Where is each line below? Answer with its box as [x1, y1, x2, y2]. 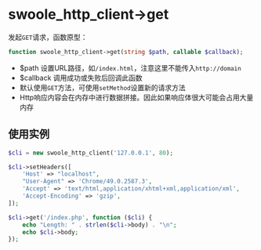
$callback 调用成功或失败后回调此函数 [19, 73, 143, 82]
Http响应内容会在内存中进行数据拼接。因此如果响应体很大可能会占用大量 [19, 92, 254, 102]
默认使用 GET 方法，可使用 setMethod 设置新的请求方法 [19, 82, 186, 92]
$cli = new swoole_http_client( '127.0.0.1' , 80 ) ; [8, 149, 174, 157]
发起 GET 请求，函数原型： [8, 32, 88, 42]
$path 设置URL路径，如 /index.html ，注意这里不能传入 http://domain [19, 63, 241, 72]
